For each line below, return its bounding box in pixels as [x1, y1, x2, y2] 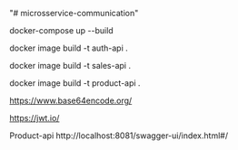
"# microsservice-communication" [9, 8, 139, 18]
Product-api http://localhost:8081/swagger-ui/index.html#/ [9, 130, 229, 141]
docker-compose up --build [9, 25, 114, 35]
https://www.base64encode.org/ [9, 95, 133, 106]
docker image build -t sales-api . [9, 61, 132, 70]
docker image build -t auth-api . [9, 42, 129, 53]
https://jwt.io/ [9, 113, 60, 123]
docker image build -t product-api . [9, 78, 141, 89]
